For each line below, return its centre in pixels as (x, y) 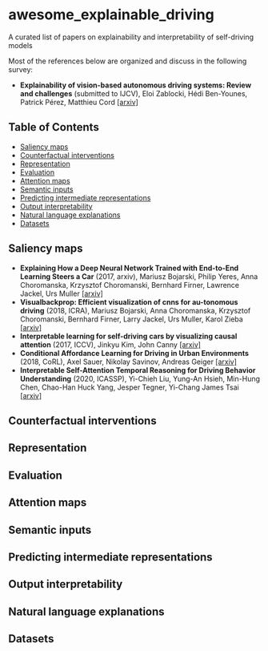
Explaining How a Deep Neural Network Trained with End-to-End (129, 268)
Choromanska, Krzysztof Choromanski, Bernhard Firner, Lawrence (130, 285)
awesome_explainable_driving (111, 15)
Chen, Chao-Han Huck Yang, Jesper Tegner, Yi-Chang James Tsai (130, 387)
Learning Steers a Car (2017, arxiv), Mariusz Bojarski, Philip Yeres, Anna (139, 276)
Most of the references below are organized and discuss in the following (128, 61)
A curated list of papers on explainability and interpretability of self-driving (131, 37)
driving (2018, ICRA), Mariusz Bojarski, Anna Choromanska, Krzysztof (135, 310)
